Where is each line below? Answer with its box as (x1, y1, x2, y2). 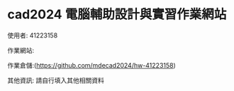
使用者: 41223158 (7, 31, 58, 40)
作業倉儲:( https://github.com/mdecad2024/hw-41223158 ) (7, 61, 176, 69)
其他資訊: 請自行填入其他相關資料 (7, 75, 104, 85)
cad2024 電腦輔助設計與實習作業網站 (7, 6, 227, 23)
